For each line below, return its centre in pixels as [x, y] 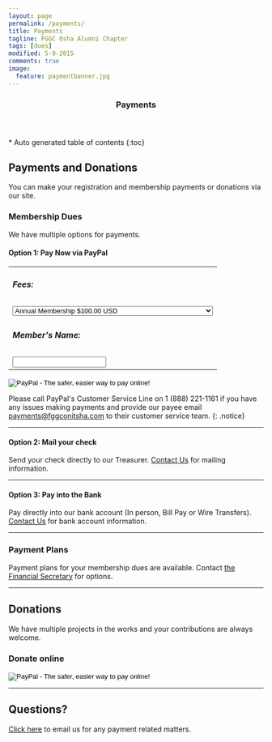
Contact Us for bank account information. [78, 521]
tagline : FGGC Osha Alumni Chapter [68, 38]
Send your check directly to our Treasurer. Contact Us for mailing [117, 460]
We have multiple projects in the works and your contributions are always [131, 629]
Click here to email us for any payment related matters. [100, 729]
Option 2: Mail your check [53, 441]
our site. [22, 196]
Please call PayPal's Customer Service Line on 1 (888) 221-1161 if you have [133, 399]
